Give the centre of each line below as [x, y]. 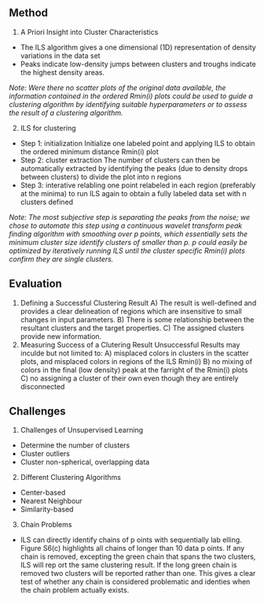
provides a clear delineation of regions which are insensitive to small [131, 311]
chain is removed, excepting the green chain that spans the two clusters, [138, 557]
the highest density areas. [62, 72]
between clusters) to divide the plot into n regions [101, 177]
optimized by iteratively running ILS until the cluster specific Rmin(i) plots [127, 251]
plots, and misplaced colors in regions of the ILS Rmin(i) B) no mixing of [136, 361]
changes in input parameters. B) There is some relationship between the [137, 319]
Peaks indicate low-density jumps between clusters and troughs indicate [138, 64]
